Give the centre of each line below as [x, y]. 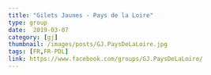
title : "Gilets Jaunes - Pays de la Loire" [81, 15]
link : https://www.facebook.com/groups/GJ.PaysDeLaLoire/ [105, 59]
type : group [28, 23]
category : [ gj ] [33, 37]
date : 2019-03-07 [38, 30]
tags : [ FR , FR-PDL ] [38, 52]
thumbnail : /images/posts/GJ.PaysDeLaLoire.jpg [88, 45]
